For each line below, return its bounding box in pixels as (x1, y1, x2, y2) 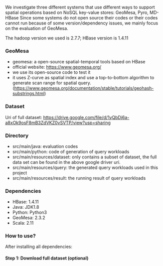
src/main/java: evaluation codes (12, 143, 78, 149)
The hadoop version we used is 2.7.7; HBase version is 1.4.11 (5, 35, 129, 41)
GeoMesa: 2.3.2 (12, 215, 45, 221)
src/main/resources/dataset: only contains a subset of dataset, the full (12, 154, 157, 160)
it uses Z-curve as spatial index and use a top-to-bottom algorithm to (12, 75, 155, 81)
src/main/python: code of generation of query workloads (12, 148, 130, 154)
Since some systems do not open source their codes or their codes (19, 15, 158, 20)
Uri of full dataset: (5, 114, 42, 120)
